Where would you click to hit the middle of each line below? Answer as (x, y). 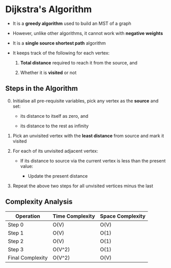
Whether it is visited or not (48, 73)
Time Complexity (74, 216)
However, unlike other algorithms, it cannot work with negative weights (88, 33)
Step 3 (16, 249)
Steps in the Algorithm (41, 89)
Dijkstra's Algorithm (49, 9)
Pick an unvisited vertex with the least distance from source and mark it (88, 136)
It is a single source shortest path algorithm (59, 43)
